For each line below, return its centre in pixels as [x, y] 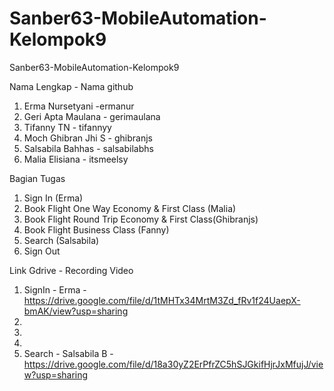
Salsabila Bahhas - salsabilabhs [88, 148]
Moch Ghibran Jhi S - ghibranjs [88, 138]
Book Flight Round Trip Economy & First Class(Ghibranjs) [141, 219]
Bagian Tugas [37, 178]
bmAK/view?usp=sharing [76, 311]
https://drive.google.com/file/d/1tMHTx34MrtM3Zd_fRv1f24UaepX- [162, 300]
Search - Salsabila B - [68, 353]
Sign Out [42, 251]
